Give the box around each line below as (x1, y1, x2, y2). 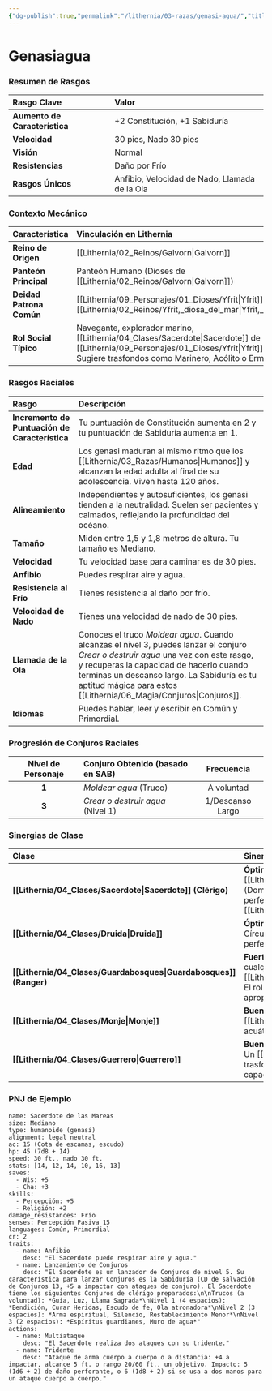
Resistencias (12, 160, 63, 171)
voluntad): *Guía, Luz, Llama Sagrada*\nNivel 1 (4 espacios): (8, 1296, 227, 1304)
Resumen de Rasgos (8, 75, 91, 87)
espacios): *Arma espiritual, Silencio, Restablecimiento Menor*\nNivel (8, 1311, 259, 1319)
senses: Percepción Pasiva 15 (8, 1218, 111, 1226)
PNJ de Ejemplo (8, 1093, 72, 1105)
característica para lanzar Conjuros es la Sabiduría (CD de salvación (8, 1275, 255, 1283)
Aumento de (12, 110, 62, 122)
